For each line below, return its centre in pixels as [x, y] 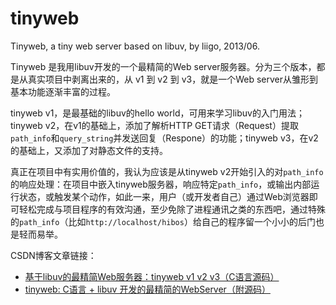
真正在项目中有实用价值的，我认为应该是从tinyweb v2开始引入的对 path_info [167, 171]
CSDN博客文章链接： [53, 255]
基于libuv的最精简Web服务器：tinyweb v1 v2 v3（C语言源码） [152, 276]
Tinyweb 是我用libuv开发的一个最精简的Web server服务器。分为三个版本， [163, 66]
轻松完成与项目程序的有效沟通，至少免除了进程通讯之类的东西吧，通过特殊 [172, 209]
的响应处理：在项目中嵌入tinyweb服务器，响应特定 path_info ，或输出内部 [161, 184]
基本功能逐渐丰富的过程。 [63, 91]
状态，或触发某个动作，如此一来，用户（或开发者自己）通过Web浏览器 [164, 196]
